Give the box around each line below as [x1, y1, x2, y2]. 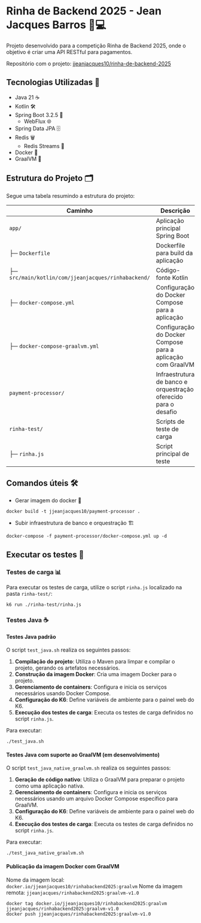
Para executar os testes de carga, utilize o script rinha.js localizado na [6, 584, 182, 591]
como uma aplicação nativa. [14, 782, 85, 789]
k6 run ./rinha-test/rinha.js [6, 602, 82, 608]
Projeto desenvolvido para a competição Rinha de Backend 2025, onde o [6, 42, 187, 49]
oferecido [156, 393, 184, 401]
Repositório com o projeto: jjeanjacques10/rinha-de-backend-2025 [6, 60, 172, 67]
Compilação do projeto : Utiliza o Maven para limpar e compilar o [14, 658, 175, 665]
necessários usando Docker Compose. [14, 690, 111, 697]
